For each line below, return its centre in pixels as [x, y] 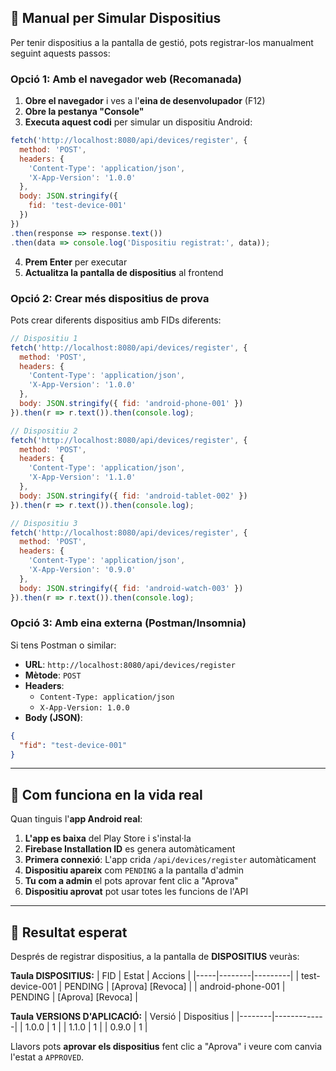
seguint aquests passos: [60, 53]
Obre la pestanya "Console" [84, 112]
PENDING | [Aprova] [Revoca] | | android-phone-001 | [175, 987]
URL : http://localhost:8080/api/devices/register [130, 664]
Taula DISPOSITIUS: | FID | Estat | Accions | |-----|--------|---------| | [155, 976]
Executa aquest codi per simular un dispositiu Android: [138, 122]
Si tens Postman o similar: [63, 645]
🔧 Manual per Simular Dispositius [116, 18]
